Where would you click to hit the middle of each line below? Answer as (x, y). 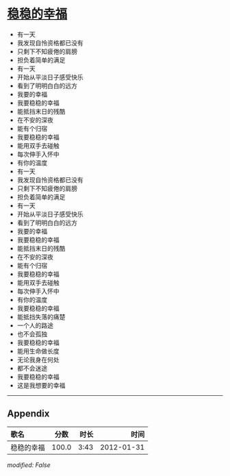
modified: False (29, 465)
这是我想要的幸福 (41, 385)
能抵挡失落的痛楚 (41, 316)
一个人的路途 (35, 325)
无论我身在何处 (38, 360)
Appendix (28, 414)
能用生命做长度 (38, 351)
